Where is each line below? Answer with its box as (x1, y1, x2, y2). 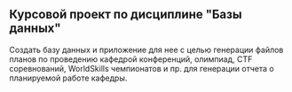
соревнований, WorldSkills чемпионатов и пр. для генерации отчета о (9, 63, 274, 73)
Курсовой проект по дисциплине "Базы (9, 7, 242, 22)
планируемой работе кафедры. (9, 73, 128, 83)
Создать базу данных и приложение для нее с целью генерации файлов (9, 44, 284, 55)
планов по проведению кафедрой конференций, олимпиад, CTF (9, 53, 253, 65)
